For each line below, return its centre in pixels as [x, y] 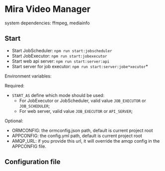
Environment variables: [28, 76]
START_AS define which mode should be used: [58, 95]
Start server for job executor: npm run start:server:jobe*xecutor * [80, 66]
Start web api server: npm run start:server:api [61, 61]
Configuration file [33, 162]
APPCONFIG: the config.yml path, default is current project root [77, 136]
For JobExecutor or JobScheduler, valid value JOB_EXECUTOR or [82, 100]
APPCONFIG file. [29, 146]
